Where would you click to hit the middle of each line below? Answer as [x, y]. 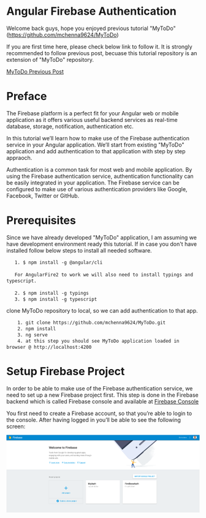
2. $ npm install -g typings [51, 293]
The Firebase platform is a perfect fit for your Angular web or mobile [93, 113]
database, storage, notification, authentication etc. [70, 126]
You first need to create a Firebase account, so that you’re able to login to [99, 413]
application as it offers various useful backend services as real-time [92, 120]
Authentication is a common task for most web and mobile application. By [99, 169]
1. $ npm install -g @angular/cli [59, 262]
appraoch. [19, 158]
